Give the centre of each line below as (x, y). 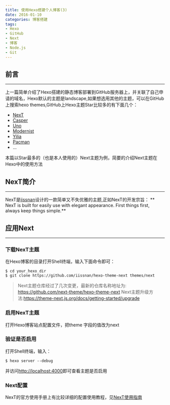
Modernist (23, 131)
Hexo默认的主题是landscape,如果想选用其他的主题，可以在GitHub (96, 98)
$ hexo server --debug (29, 361)
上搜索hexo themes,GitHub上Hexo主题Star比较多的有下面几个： (72, 105)
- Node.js (16, 48)
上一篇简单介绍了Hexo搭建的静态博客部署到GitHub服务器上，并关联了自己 (82, 92)
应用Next (20, 228)
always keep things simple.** (36, 211)
